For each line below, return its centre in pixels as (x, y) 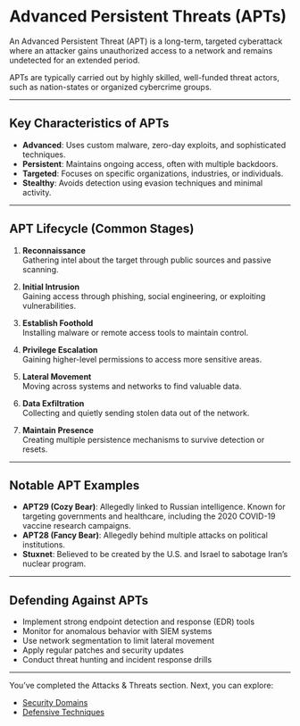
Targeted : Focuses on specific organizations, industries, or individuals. (153, 173)
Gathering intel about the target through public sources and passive (146, 260)
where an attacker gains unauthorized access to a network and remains (141, 50)
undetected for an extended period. (75, 60)
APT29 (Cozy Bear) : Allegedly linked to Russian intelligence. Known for (154, 507)
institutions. (43, 545)
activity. (37, 192)
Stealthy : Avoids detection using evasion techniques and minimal (142, 183)
